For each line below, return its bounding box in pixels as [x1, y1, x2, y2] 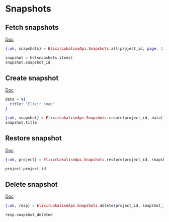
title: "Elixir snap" [10, 102, 55, 107]
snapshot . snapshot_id [5, 60, 51, 65]
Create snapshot [5, 74, 59, 83]
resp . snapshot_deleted [5, 212, 53, 217]
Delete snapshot [5, 180, 58, 189]
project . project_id [5, 166, 46, 171]
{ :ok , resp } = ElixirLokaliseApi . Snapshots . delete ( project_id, [5, 203, 141, 208]
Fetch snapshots [5, 23, 59, 32]
